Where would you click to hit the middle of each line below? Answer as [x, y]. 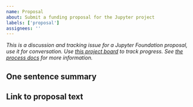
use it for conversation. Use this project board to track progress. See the [95, 52]
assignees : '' [24, 28]
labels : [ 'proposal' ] [33, 23]
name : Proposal [25, 12]
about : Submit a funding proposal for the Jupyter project [81, 17]
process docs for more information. [49, 58]
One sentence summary [51, 76]
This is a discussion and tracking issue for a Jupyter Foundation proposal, [97, 45]
